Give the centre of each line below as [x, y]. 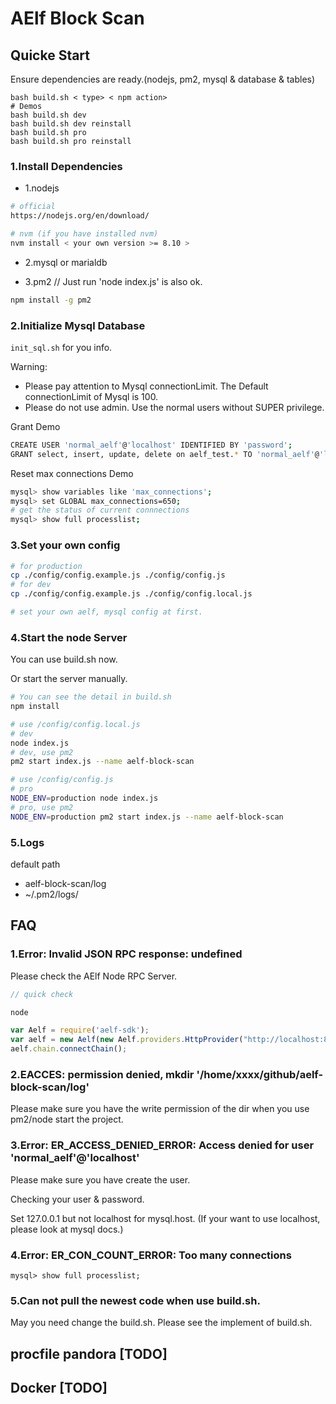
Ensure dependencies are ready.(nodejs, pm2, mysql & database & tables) [163, 79]
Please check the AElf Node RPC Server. [94, 976]
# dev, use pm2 [42, 752]
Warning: [29, 366]
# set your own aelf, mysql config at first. [106, 612]
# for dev [31, 585]
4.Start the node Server [69, 637]
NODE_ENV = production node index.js [84, 798]
